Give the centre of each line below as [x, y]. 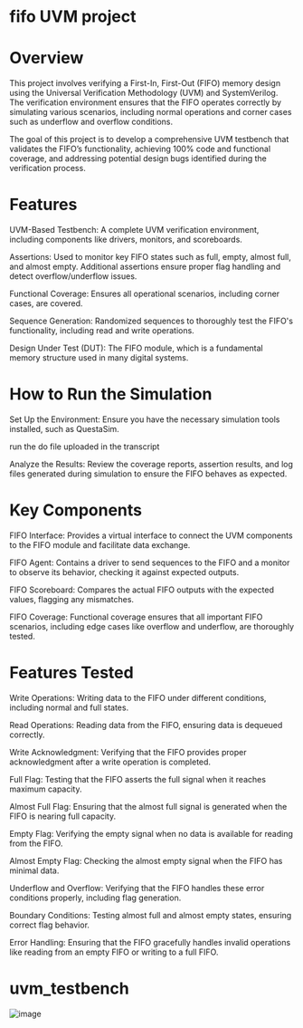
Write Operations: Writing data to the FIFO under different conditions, [138, 697]
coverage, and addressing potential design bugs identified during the [138, 159]
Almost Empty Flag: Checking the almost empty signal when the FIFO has [146, 860]
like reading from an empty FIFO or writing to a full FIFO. [114, 952]
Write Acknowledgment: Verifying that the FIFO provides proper [128, 752]
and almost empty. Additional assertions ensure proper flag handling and [145, 267]
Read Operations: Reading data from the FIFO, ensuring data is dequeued [146, 725]
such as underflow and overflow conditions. [91, 122]
